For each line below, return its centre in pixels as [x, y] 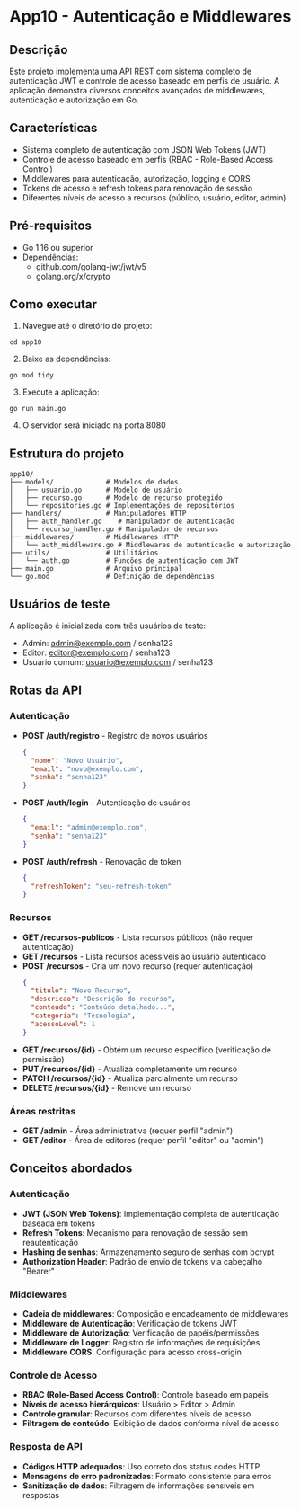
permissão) [43, 1059]
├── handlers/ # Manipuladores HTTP [98, 514]
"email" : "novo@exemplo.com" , [87, 769]
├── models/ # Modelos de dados [94, 483]
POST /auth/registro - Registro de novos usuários [115, 735]
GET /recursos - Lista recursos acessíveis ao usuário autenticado [144, 956]
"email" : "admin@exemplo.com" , [89, 828]
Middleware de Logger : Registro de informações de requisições [141, 1342]
